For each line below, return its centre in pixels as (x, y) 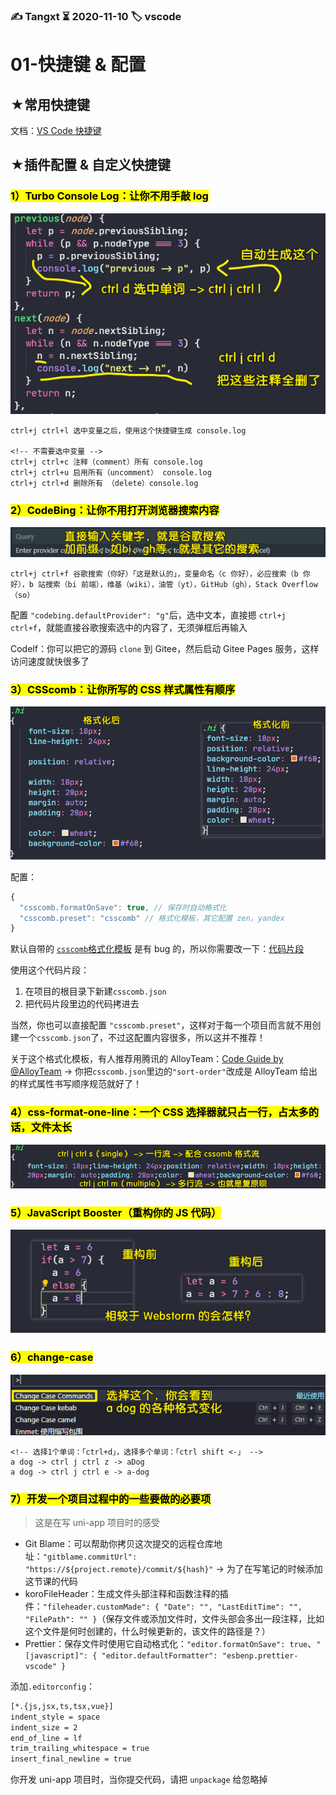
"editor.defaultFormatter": (159, 1655)
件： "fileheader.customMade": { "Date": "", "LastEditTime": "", (163, 1606)
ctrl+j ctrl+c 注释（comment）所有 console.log (106, 462)
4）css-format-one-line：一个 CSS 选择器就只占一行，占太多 (159, 1112)
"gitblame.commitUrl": (90, 1557)
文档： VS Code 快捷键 (56, 130)
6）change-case (52, 1357)
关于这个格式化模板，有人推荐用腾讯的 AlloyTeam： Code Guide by (147, 1059)
